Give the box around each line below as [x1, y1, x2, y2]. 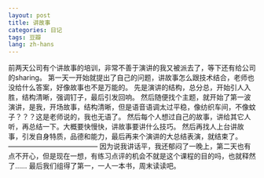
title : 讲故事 [8, 19, 51, 27]
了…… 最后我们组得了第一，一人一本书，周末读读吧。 [8, 162, 181, 171]
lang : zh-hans [8, 41, 55, 49]
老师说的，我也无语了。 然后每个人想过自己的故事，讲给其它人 [49, 112, 251, 122]
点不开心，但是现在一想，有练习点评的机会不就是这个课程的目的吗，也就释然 [8, 151, 256, 161]
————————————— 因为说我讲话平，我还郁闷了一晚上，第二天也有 [8, 142, 251, 151]
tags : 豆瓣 [8, 33, 42, 42]
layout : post [8, 11, 51, 20]
